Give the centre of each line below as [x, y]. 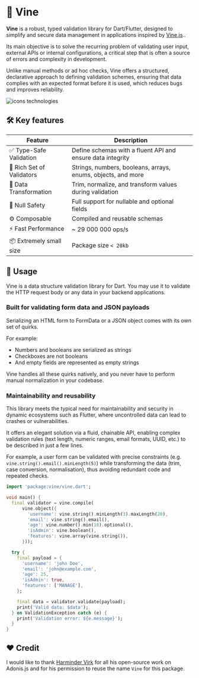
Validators [23, 175]
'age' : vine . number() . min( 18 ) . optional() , [81, 525]
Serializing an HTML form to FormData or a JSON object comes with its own [99, 320]
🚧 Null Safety [27, 205]
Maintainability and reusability [51, 396]
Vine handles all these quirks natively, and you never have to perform [91, 374]
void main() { [24, 498]
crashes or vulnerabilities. [38, 421]
